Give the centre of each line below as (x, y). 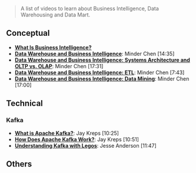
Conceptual (28, 33)
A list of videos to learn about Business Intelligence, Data (89, 9)
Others (19, 164)
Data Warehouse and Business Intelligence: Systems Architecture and (102, 60)
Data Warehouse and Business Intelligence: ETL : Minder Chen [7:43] (99, 72)
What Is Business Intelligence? (53, 47)
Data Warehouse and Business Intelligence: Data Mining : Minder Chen (102, 78)
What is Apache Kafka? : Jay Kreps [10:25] (67, 133)
